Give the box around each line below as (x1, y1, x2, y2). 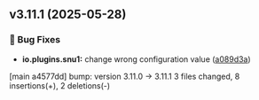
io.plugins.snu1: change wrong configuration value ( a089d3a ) (21, 53, 251, 65)
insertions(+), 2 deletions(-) (9, 80, 111, 91)
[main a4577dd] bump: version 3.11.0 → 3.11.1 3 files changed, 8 (9, 71, 240, 81)
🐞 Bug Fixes (9, 34, 60, 46)
